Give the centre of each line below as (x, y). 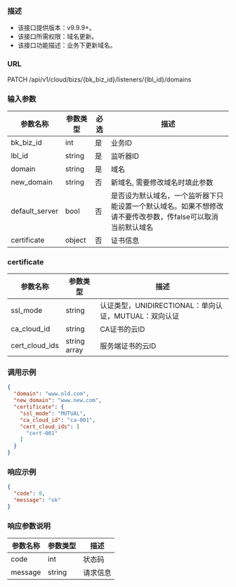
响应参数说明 (29, 526)
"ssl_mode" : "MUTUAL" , (53, 413)
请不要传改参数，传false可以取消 (165, 217)
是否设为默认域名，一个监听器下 (164, 195)
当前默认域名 (132, 227)
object (76, 240)
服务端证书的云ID (128, 346)
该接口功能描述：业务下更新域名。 (67, 45)
